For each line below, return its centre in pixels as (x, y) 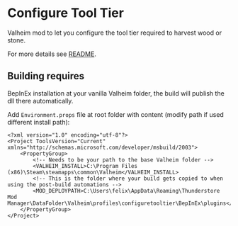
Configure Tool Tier (66, 13)
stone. (17, 40)
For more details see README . (52, 54)
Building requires (46, 76)
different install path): (39, 122)
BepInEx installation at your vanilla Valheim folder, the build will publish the (116, 93)
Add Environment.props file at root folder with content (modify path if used (116, 114)
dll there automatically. (40, 101)
